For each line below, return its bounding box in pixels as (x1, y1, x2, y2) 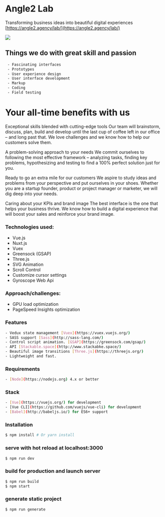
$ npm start (5, 483, 30, 488)
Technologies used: (5, 223, 54, 230)
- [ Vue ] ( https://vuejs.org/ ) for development (5, 400, 101, 405)
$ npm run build (5, 479, 39, 484)
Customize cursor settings (12, 272, 67, 278)
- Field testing (7, 90, 41, 95)
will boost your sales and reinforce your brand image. (5, 211, 115, 217)
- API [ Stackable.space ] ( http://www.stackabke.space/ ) (5, 344, 122, 349)
